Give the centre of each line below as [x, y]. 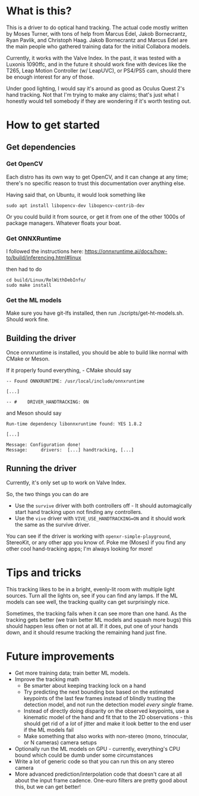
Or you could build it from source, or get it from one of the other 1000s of [96, 217]
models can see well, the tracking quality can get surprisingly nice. [88, 601]
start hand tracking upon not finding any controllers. [78, 512]
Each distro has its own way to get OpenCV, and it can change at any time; [97, 177]
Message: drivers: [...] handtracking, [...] [70, 450]
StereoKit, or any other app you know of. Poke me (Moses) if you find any [96, 543]
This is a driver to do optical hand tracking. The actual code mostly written [97, 27]
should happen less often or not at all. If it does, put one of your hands [92, 626]
